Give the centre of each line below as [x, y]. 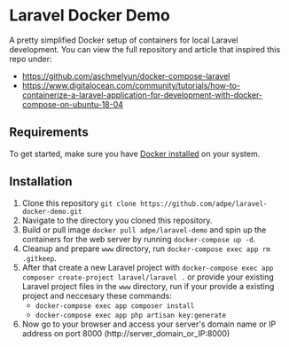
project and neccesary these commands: [97, 296]
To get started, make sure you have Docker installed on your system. [135, 154]
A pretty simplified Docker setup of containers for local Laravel [124, 40]
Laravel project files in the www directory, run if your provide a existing [148, 286]
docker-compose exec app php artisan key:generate [131, 315]
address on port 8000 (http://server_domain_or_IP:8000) [126, 333]
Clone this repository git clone [79, 203]
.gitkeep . [39, 257]
